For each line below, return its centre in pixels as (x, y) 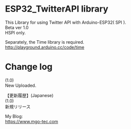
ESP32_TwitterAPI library (57, 9)
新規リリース (18, 106)
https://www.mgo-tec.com (32, 121)
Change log (29, 67)
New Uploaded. (21, 85)
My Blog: (14, 116)
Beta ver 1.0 (17, 27)
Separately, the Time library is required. (45, 42)
